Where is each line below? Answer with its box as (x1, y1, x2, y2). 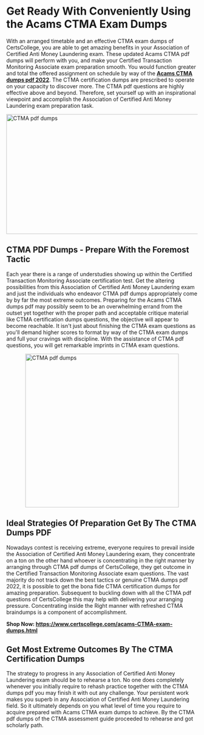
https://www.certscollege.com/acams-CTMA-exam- (35, 620, 173, 627)
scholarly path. (6, 722, 44, 729)
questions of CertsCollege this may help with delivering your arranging (6, 595, 183, 603)
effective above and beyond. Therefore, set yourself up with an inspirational (6, 89, 196, 96)
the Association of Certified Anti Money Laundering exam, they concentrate (6, 550, 195, 557)
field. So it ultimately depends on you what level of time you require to (6, 702, 182, 709)
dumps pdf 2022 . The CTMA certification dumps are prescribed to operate (6, 76, 195, 83)
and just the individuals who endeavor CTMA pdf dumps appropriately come (6, 290, 197, 297)
